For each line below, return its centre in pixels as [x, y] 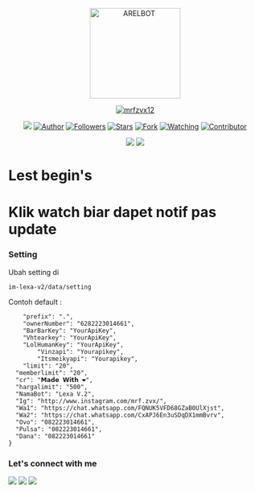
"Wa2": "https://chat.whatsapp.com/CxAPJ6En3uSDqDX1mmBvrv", [120, 415]
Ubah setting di [34, 272]
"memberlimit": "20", [52, 373]
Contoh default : [35, 302]
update [33, 230]
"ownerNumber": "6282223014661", [79, 323]
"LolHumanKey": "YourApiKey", [74, 345]
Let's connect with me [53, 463]
